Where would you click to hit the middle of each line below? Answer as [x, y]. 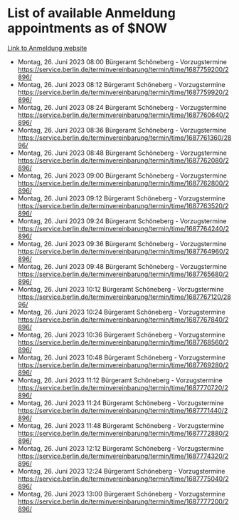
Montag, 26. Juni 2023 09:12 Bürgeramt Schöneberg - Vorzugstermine [121, 198]
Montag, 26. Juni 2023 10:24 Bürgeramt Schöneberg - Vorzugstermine [121, 312]
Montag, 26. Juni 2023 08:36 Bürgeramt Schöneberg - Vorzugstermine [122, 130]
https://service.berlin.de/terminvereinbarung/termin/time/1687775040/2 [123, 479]
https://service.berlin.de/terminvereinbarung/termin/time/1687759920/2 [123, 92]
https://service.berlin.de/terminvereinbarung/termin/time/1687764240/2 [123, 228]
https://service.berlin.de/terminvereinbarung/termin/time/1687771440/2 [123, 410]
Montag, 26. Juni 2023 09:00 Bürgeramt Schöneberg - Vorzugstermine [122, 175]
